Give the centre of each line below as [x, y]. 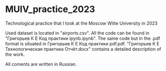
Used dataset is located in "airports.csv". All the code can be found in [77, 33]
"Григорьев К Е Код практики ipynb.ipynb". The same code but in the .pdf [83, 38]
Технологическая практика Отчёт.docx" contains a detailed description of [83, 49]
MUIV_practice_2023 [50, 9]
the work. [15, 54]
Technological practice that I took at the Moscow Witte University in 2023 [81, 23]
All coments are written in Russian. [41, 64]
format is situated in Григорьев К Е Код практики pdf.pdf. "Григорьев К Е [82, 43]
